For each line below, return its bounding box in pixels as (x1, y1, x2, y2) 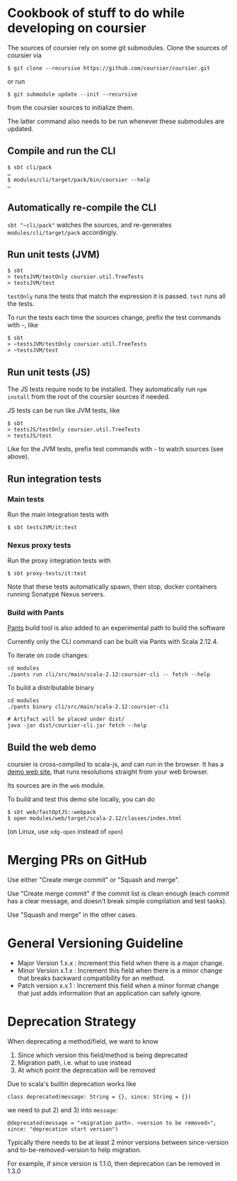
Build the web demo (7, 741, 97, 753)
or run (7, 77, 25, 86)
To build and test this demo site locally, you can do (7, 795, 156, 803)
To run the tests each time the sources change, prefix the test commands (7, 313, 221, 322)
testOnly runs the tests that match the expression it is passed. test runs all (7, 292, 226, 300)
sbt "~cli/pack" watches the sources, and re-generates (7, 220, 172, 229)
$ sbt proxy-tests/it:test (7, 570, 87, 577)
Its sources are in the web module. (7, 781, 105, 790)
